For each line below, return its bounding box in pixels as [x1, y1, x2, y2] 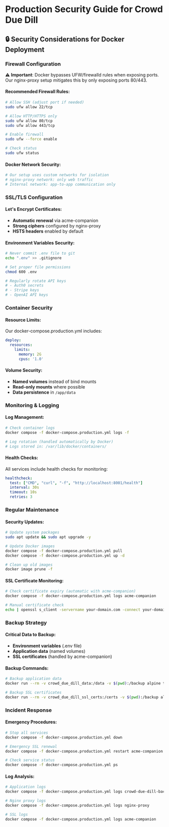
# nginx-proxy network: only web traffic [5, 177, 94, 182]
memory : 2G [18, 351, 42, 357]
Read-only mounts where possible [12, 384, 86, 390]
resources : [10, 342, 33, 348]
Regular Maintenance [5, 506, 59, 513]
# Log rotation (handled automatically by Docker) [5, 439, 114, 444]
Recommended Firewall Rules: [5, 89, 70, 95]
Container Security [5, 305, 53, 312]
